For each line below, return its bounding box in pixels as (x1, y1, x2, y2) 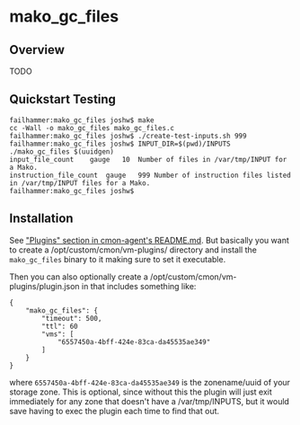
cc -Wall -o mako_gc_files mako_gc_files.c (9, 123, 175, 132)
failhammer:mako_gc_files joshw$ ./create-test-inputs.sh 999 (9, 131, 247, 140)
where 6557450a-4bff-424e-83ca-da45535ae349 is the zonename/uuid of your (9, 376, 290, 387)
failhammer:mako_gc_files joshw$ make (9, 115, 154, 125)
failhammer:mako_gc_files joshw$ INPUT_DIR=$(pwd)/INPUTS (9, 139, 231, 148)
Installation (9, 211, 74, 226)
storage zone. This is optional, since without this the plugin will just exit (9, 386, 272, 397)
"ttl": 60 (41, 322, 78, 331)
